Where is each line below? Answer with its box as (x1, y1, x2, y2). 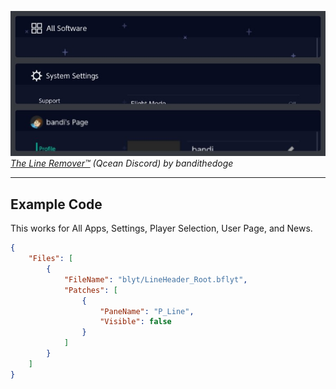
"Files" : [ (28, 254, 74, 264)
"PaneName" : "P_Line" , (99, 306, 195, 316)
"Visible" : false (99, 317, 172, 327)
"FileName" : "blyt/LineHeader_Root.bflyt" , (63, 274, 248, 285)
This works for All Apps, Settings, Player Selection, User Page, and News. (10, 222, 313, 235)
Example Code (10, 196, 103, 213)
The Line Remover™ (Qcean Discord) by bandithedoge (10, 157, 234, 170)
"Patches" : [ (63, 285, 118, 295)
